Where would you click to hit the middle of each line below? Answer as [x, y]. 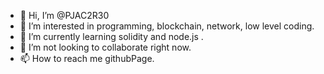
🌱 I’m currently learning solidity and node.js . [111, 36]
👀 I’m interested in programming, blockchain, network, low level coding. [167, 26]
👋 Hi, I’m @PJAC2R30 [64, 15]
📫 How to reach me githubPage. [87, 58]
